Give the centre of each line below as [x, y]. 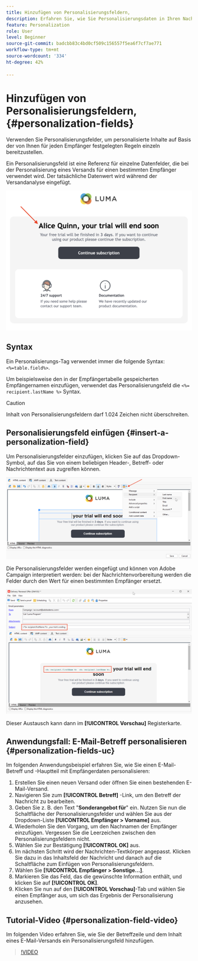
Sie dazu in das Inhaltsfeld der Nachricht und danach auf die [88, 858]
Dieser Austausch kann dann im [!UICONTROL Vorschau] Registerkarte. [94, 723]
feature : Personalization [38, 25]
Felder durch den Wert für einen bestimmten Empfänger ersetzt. [84, 581]
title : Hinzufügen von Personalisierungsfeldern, [68, 12]
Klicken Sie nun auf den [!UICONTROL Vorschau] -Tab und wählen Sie [100, 889]
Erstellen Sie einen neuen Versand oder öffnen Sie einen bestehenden [100, 783]
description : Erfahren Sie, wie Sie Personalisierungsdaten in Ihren [93, 19]
